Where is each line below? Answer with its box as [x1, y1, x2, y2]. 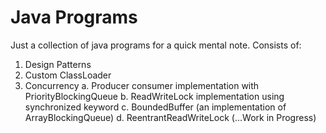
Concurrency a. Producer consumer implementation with [24, 79, 260, 91]
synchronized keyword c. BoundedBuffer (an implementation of [24, 101, 287, 113]
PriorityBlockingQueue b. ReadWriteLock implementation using [24, 90, 285, 102]
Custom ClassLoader [24, 69, 112, 81]
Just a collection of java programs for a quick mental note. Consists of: [10, 39, 302, 51]
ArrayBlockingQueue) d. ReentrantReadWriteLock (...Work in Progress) [24, 111, 317, 123]
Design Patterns [24, 58, 92, 70]
